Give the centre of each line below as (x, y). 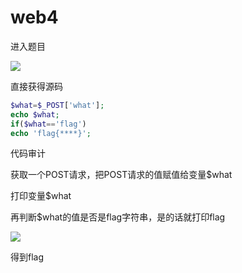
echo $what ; (35, 114)
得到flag (27, 257)
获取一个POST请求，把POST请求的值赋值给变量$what (121, 175)
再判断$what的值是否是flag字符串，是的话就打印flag (118, 217)
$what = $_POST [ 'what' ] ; (57, 105)
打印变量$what (41, 196)
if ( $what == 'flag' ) (48, 124)
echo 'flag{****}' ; (51, 133)
